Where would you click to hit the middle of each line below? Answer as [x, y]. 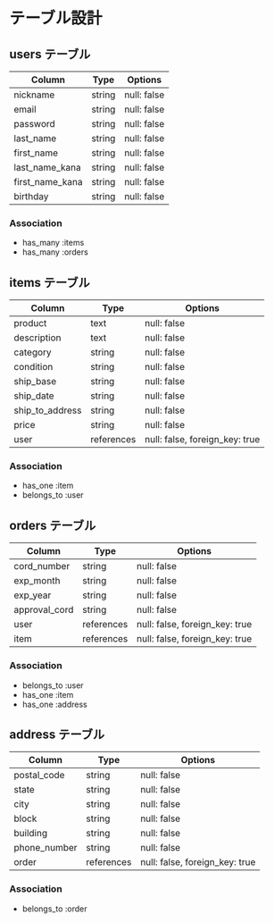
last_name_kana [48, 168]
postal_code [39, 776]
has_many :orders [55, 252]
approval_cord [44, 610]
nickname [34, 95]
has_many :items [53, 243]
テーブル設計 [56, 18]
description [37, 338]
